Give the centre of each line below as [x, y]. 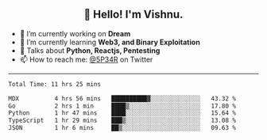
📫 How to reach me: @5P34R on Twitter [86, 59]
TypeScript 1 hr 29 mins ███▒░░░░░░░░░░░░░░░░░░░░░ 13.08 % [122, 121]
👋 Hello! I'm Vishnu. [133, 15]
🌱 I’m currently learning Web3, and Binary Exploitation [110, 42]
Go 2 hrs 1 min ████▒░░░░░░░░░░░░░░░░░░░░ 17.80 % [122, 106]
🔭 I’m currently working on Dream [75, 33]
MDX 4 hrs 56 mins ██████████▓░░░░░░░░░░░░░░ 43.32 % [122, 98]
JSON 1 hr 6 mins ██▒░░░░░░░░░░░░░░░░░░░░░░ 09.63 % [122, 128]
